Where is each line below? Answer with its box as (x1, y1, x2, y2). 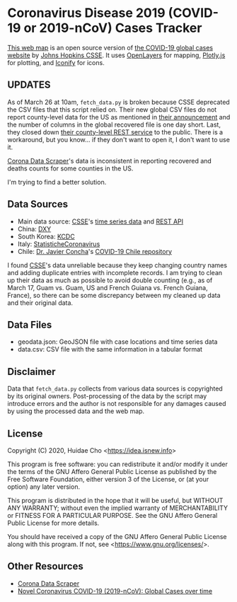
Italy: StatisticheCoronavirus (17, 239, 100, 248)
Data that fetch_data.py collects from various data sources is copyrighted (7, 384, 223, 393)
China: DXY (17, 224, 52, 233)
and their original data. (7, 299, 73, 307)
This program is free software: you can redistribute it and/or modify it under (7, 460, 228, 468)
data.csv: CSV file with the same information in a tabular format (17, 345, 203, 354)
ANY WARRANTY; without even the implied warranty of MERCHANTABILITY (7, 504, 229, 512)
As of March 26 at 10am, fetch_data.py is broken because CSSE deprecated (7, 98, 230, 106)
